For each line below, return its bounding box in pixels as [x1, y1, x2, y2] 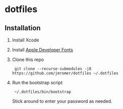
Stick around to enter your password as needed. [12, 98, 112, 104]
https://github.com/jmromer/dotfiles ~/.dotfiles [12, 71, 119, 76]
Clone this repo [12, 57, 44, 63]
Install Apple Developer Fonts [12, 47, 74, 52]
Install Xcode [12, 37, 39, 43]
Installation [5, 24, 41, 32]
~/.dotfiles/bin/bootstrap [14, 89, 71, 94]
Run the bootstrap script [12, 80, 63, 85]
